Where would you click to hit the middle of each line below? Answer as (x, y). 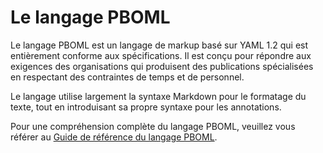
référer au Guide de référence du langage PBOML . (114, 137)
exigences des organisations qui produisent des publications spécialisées (162, 66)
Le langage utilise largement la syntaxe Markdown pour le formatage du (158, 96)
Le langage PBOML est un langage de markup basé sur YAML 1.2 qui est (159, 45)
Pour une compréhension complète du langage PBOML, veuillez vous (153, 126)
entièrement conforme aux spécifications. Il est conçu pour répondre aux (161, 55)
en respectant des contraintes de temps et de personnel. (127, 77)
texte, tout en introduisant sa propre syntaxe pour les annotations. (146, 107)
